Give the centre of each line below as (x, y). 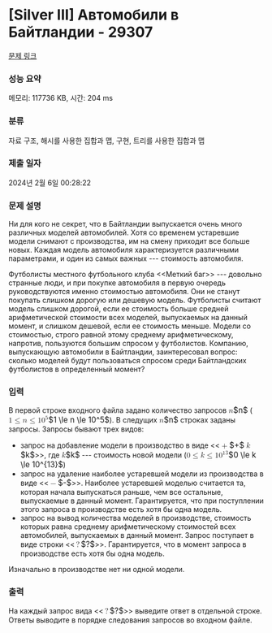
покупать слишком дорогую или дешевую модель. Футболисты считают (135, 300)
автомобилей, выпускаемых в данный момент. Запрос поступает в (137, 535)
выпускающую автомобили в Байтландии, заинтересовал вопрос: (123, 352)
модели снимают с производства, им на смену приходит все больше (129, 241)
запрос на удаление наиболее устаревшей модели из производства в (142, 474)
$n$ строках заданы (200, 420)
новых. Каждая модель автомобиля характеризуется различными (124, 250)
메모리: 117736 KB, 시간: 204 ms (61, 98)
